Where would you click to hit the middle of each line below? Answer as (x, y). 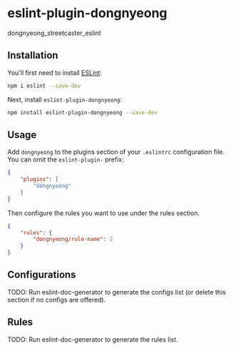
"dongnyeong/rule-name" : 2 (73, 239)
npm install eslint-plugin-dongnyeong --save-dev (83, 112)
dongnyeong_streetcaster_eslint (54, 33)
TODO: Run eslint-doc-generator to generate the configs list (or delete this (117, 292)
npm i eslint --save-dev (44, 86)
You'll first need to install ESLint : (55, 72)
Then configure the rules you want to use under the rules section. (104, 213)
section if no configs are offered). (57, 300)
